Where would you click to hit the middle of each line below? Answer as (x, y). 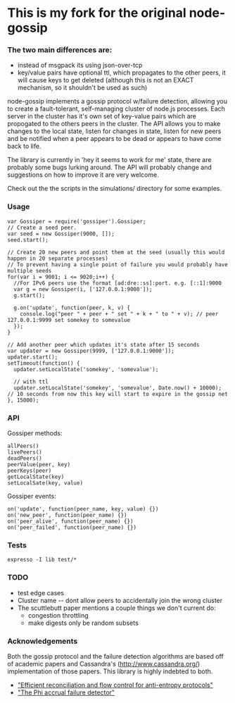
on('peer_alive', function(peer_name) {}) (70, 522)
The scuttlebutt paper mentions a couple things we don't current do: (116, 608)
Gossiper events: (32, 496)
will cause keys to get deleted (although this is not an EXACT (106, 80)
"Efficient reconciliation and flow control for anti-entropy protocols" (115, 685)
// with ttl (31, 382)
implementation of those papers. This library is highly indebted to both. (110, 671)
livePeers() (25, 452)
